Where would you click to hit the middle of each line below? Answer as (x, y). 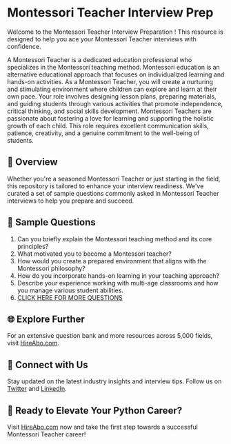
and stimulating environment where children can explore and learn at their (112, 89)
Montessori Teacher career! (47, 434)
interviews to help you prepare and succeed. (71, 201)
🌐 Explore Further (46, 319)
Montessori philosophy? (51, 268)
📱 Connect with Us (48, 364)
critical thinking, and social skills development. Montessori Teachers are (109, 111)
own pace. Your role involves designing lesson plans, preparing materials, (112, 96)
